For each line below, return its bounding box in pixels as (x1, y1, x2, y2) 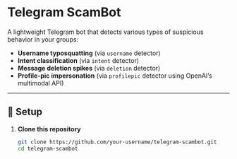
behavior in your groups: (7, 35, 79, 43)
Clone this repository (17, 124, 81, 133)
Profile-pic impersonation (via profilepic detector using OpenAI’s (17, 71, 213, 80)
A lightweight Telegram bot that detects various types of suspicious (7, 28, 204, 36)
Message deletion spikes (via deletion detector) (17, 64, 161, 72)
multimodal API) (17, 78, 64, 87)
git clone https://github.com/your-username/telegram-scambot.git (17, 139, 217, 146)
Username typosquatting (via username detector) (17, 49, 161, 57)
